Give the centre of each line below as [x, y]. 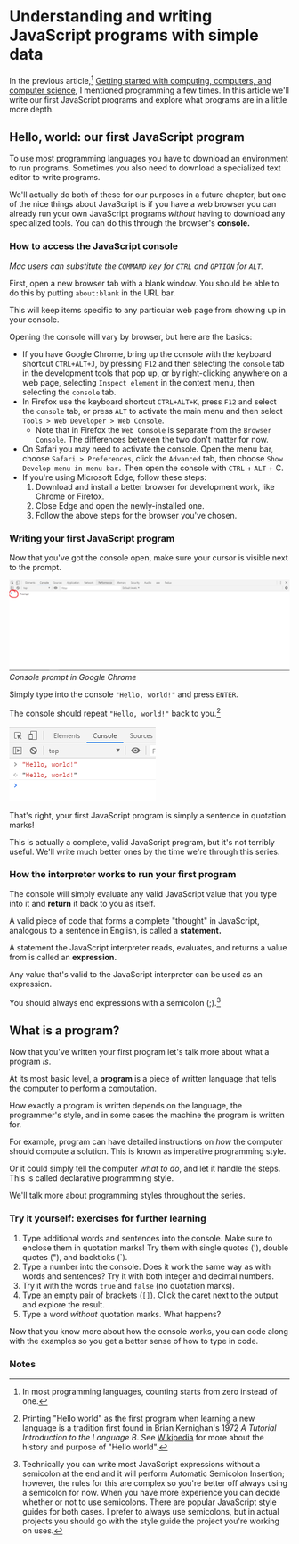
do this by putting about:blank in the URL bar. [93, 293]
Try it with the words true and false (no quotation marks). [129, 1285]
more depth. [32, 109]
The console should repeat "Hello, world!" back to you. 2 [115, 712]
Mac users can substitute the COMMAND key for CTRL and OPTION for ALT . [137, 266]
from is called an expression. [63, 957]
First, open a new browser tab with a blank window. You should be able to [144, 283]
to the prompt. [36, 567]
